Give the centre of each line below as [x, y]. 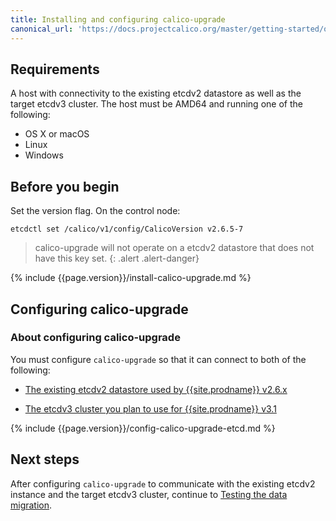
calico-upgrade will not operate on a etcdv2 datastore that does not [174, 248]
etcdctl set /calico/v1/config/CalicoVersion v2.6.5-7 [127, 229]
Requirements [55, 69]
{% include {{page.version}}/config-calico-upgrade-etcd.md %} [143, 428]
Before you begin [65, 186]
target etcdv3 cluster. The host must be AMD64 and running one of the [156, 104]
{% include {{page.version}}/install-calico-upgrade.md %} [131, 278]
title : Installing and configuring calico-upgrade [118, 19]
